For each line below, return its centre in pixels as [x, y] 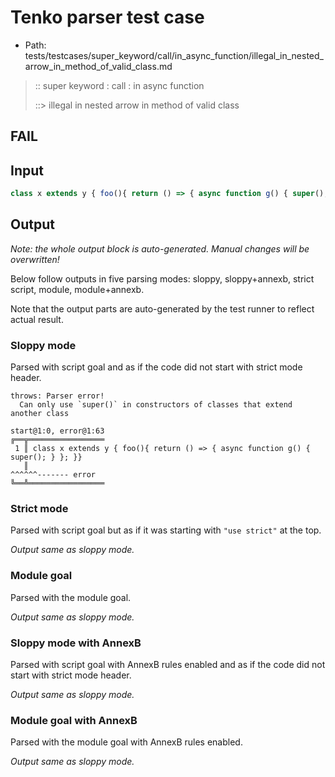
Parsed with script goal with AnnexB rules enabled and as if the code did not [168, 665]
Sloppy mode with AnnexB [76, 643]
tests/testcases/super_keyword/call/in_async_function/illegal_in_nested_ [174, 55]
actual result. [37, 319]
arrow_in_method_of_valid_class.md [98, 66]
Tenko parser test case [107, 17]
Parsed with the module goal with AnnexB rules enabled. [126, 742]
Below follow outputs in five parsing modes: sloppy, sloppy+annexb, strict [162, 278]
